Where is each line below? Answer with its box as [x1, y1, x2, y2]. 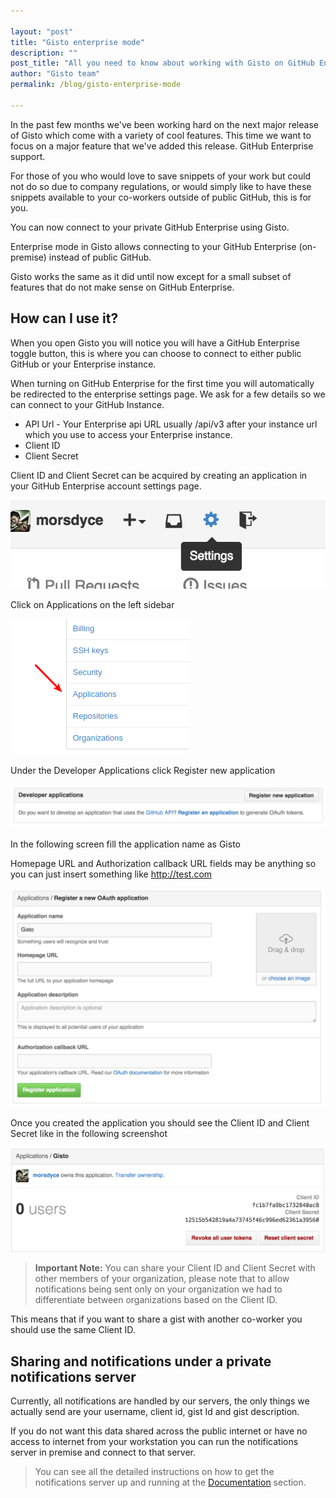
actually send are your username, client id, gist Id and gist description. [10, 1406, 300, 1418]
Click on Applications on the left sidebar [10, 598, 175, 610]
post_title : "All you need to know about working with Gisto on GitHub [10, 58, 315, 69]
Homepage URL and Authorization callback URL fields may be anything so [10, 857, 317, 869]
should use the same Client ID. [10, 1324, 136, 1336]
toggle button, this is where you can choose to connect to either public [10, 347, 302, 359]
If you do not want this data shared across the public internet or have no [10, 1425, 308, 1437]
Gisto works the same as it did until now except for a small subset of [10, 270, 292, 282]
